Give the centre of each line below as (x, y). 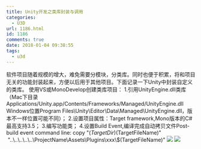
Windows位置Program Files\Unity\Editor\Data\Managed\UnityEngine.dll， (97, 111)
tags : (13, 51)
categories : (21, 17)
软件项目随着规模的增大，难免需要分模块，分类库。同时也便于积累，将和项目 (101, 74)
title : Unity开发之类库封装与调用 (45, 12)
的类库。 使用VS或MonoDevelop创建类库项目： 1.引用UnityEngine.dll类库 (96, 89)
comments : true (25, 40)
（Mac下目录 (22, 97)
